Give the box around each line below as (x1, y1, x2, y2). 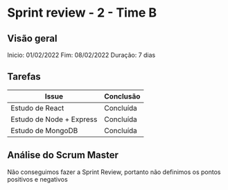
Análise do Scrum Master (7, 149, 119, 161)
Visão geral (7, 33, 58, 44)
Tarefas (7, 71, 42, 83)
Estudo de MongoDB (10, 126, 78, 135)
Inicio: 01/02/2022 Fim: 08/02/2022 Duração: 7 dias (7, 51, 156, 59)
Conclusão (103, 92, 141, 101)
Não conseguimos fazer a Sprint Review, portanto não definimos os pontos (7, 168, 221, 176)
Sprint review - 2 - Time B (7, 5, 157, 21)
